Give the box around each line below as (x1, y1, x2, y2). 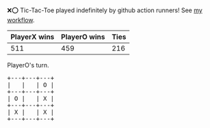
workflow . (7, 16, 35, 24)
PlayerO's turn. (7, 61, 49, 69)
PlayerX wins (10, 32, 55, 42)
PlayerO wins (61, 32, 105, 42)
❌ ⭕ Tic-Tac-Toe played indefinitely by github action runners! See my (7, 6, 203, 14)
